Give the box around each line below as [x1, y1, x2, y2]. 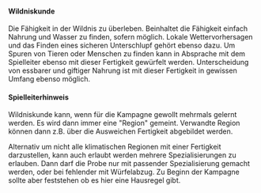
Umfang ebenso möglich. [8, 74, 91, 84]
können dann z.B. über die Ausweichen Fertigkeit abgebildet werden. [8, 127, 233, 136]
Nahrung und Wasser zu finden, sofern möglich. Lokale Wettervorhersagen [8, 32, 253, 42]
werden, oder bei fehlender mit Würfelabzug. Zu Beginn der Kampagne [8, 167, 240, 177]
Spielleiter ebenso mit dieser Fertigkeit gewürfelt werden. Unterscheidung [8, 58, 249, 67]
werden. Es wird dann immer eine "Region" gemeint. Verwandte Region [8, 119, 240, 128]
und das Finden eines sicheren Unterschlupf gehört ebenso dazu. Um [8, 40, 236, 51]
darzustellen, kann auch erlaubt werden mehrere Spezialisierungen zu [8, 150, 236, 160]
